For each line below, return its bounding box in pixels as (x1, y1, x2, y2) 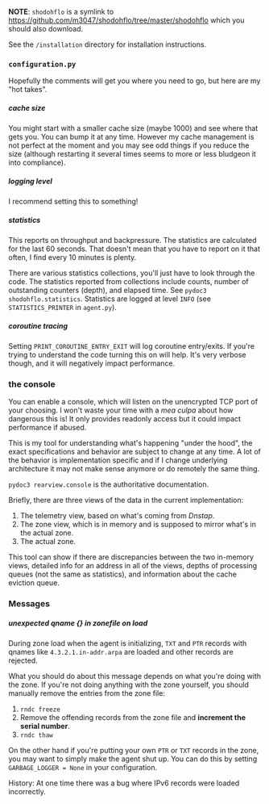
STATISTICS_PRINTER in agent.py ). (8, 303, 117, 312)
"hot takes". (8, 85, 48, 94)
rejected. (8, 655, 38, 665)
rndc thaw (19, 731, 54, 739)
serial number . (19, 722, 70, 731)
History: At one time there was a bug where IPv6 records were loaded (8, 778, 240, 788)
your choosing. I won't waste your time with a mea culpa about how (8, 405, 234, 415)
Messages (8, 598, 51, 609)
